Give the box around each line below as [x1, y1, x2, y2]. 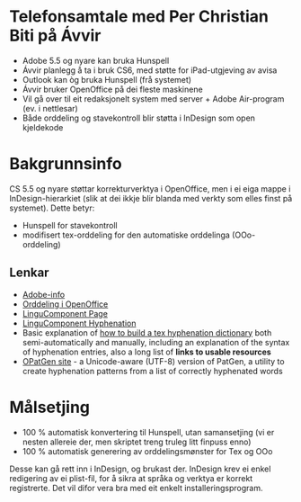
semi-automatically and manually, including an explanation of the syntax [22, 336, 290, 347]
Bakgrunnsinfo [9, 154, 123, 175]
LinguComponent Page [22, 308, 108, 318]
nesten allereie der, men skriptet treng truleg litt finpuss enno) [22, 436, 252, 447]
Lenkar [9, 265, 49, 281]
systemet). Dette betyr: [9, 202, 95, 213]
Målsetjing [9, 397, 91, 417]
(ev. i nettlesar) [22, 103, 78, 113]
